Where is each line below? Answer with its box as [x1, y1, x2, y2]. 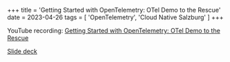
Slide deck [7, 48, 37, 55]
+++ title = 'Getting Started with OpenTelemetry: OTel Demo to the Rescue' [7, 6, 221, 14]
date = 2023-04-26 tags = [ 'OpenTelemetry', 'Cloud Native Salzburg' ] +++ [7, 13, 224, 21]
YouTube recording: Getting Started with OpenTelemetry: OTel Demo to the [7, 27, 220, 34]
